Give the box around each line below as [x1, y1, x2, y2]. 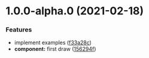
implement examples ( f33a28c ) [14, 39, 92, 46]
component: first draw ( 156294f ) [14, 45, 96, 53]
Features [5, 26, 32, 34]
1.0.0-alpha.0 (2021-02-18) [5, 4, 144, 18]
